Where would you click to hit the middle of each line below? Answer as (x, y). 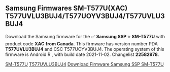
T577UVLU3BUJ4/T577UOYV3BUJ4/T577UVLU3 (85, 16)
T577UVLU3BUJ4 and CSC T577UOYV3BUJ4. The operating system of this (85, 49)
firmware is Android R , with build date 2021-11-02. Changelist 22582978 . (82, 54)
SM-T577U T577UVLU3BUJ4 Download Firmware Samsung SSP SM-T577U (84, 64)
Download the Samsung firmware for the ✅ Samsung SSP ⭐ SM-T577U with (85, 36)
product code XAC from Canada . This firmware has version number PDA (82, 44)
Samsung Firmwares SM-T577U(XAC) (66, 8)
